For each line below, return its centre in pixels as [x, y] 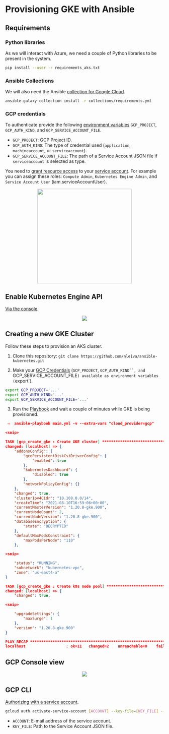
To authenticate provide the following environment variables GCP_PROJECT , [81, 125]
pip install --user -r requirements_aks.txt [53, 68]
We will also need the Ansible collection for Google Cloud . [65, 92]
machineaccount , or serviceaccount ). [50, 151]
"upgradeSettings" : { [37, 614]
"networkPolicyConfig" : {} [52, 484]
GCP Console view [35, 662]
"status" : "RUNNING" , [37, 563]
